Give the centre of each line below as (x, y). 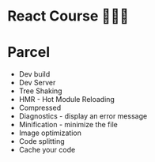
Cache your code (47, 150)
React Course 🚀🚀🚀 (68, 16)
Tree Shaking (40, 91)
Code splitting (42, 141)
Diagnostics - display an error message (83, 116)
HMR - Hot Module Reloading (67, 100)
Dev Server (37, 83)
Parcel (29, 53)
